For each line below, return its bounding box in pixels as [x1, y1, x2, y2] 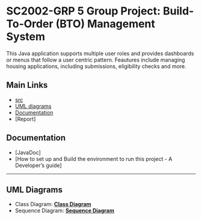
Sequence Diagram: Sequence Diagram [14, 207, 114, 215]
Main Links [6, 80, 48, 90]
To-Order [6, 17, 54, 31]
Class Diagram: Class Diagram [14, 201, 91, 208]
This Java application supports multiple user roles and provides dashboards [6, 49, 194, 57]
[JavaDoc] [14, 149, 41, 156]
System [6, 30, 46, 43]
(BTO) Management [55, 17, 155, 31]
